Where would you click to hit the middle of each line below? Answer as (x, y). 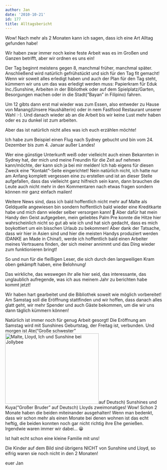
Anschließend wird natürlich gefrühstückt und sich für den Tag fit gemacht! (83, 74)
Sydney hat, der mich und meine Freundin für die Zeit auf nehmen (73, 160)
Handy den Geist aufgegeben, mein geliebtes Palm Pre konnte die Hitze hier (83, 218)
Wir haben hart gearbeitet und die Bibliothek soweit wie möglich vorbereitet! (83, 295)
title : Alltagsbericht (29, 24)
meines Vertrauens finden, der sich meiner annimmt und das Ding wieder (80, 244)
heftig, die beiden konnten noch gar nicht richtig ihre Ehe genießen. (74, 423)
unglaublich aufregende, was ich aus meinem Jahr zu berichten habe (76, 280)
